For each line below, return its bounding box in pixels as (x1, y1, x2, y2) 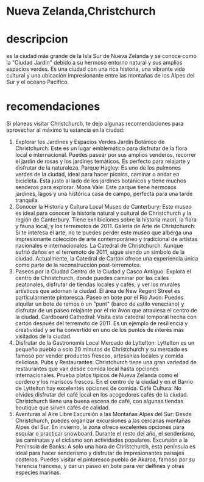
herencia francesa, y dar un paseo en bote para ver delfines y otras (15, 462, 185, 470)
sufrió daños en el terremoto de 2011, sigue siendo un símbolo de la (15, 248, 185, 256)
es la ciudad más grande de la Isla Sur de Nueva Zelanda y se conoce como (6, 52, 197, 60)
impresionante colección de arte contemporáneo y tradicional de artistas (15, 236, 198, 243)
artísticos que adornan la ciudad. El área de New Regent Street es (15, 287, 181, 295)
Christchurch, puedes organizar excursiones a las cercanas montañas (15, 417, 191, 425)
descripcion (6, 32, 68, 46)
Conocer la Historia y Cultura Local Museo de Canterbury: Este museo (15, 203, 192, 210)
